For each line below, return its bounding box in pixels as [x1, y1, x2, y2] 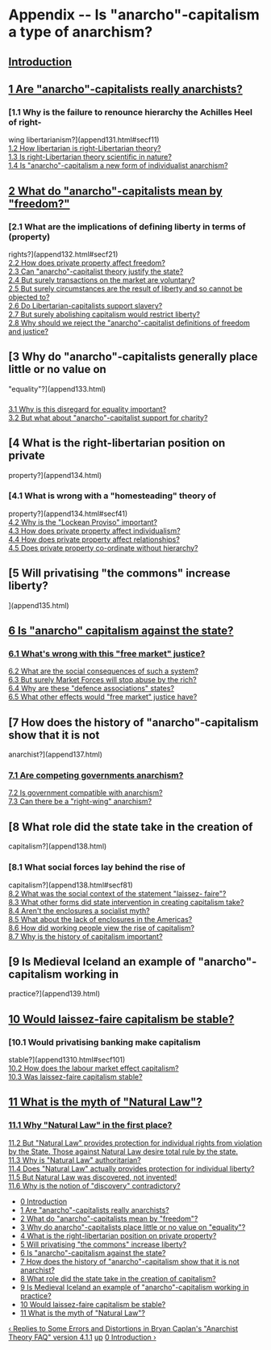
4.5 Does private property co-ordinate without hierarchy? [8, 543, 198, 552]
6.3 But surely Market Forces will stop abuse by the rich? [8, 675, 198, 685]
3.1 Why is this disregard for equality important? [8, 404, 167, 413]
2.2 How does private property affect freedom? [8, 258, 165, 267]
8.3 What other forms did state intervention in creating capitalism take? [8, 897, 244, 907]
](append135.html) [8, 600, 70, 610]
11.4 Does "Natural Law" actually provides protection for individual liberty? [8, 1163, 255, 1173]
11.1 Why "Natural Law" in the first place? [8, 1120, 173, 1131]
